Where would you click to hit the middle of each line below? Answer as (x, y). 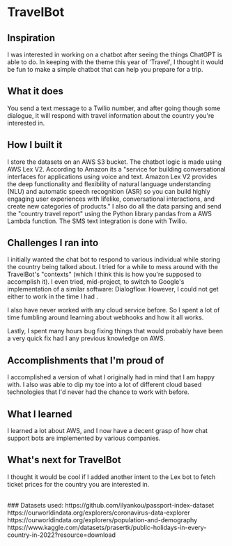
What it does (36, 91)
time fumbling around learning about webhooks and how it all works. (106, 317)
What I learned (40, 414)
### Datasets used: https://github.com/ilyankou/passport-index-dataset (111, 505)
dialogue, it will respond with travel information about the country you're (111, 115)
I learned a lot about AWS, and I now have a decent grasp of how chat (107, 431)
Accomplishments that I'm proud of (86, 360)
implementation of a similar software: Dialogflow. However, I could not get (113, 289)
